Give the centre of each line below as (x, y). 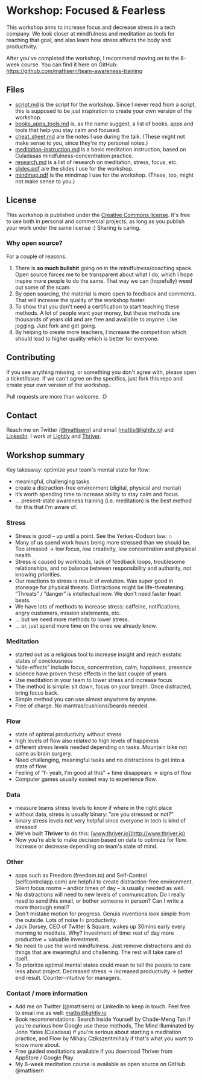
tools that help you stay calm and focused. (68, 130)
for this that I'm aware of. (46, 507)
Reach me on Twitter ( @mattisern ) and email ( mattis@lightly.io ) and (90, 430)
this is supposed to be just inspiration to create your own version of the (103, 111)
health (23, 555)
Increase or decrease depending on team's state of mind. (86, 846)
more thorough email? (42, 907)
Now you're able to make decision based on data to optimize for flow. (101, 840)
